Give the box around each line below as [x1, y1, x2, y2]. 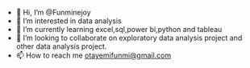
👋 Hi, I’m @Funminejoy [15, 8, 91, 17]
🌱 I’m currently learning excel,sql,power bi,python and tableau [15, 25, 223, 34]
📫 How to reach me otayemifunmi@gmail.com [15, 50, 172, 60]
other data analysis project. [15, 42, 107, 51]
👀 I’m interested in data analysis [15, 16, 123, 26]
